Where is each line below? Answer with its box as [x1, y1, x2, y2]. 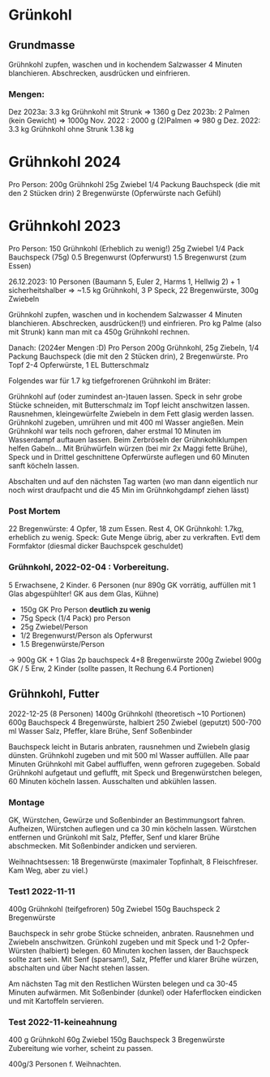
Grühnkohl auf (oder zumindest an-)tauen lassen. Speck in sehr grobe [8, 392, 243, 402]
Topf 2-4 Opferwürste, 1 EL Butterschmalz [8, 360, 150, 370]
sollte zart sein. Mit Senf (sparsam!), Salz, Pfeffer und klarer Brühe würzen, [8, 954, 259, 965]
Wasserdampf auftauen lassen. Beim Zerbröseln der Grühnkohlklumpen [8, 435, 247, 445]
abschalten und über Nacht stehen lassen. [8, 963, 150, 973]
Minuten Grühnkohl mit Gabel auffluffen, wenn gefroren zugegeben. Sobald [8, 759, 261, 769]
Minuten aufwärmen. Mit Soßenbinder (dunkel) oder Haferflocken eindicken [8, 988, 262, 997]
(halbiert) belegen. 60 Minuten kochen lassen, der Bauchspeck [38, 946, 249, 956]
